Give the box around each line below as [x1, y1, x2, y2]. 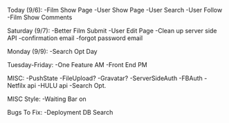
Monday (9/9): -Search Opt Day [7, 48, 98, 55]
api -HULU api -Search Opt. [27, 82, 107, 89]
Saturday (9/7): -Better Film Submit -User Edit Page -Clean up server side [7, 27, 217, 35]
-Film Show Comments [7, 13, 73, 21]
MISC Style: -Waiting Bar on [7, 95, 86, 103]
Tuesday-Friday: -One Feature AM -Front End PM [7, 61, 147, 68]
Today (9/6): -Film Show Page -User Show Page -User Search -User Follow [7, 6, 223, 14]
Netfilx [7, 82, 26, 89]
